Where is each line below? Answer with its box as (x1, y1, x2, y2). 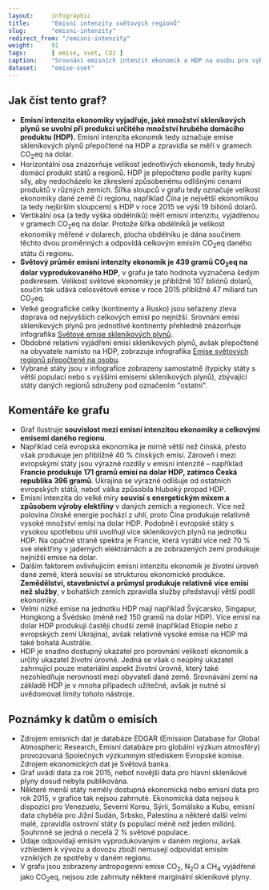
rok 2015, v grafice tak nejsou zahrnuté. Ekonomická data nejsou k (19, 794, 239, 803)
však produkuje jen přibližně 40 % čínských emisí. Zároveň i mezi (19, 450, 236, 460)
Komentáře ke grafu (8, 403, 110, 417)
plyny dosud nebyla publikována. (19, 776, 130, 786)
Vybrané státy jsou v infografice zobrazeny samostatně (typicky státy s (19, 363, 256, 373)
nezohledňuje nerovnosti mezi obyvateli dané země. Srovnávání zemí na (19, 672, 259, 682)
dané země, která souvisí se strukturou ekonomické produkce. (19, 570, 226, 579)
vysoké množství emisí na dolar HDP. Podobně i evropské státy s (19, 518, 235, 528)
